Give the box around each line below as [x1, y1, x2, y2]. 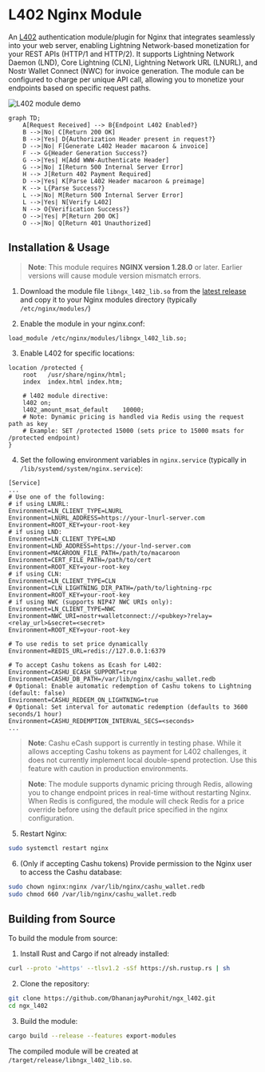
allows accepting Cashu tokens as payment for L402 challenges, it [27, 746, 247, 756]
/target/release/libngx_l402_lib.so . [8, 1054, 132, 1064]
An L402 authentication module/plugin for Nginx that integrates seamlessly [8, 32, 255, 42]
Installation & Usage [8, 241, 110, 255]
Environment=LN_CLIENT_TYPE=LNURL [8, 507, 124, 515]
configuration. [27, 813, 74, 822]
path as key [8, 420, 48, 428]
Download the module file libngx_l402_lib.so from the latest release [19, 286, 247, 295]
